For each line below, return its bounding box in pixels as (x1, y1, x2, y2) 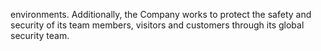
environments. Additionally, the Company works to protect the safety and (10, 9, 312, 20)
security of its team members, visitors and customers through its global (10, 19, 305, 31)
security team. (10, 30, 70, 41)
